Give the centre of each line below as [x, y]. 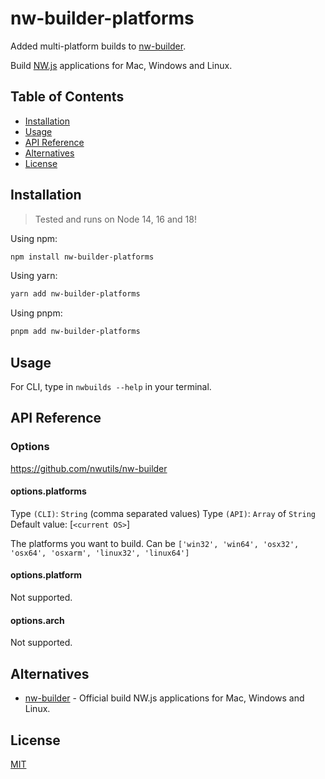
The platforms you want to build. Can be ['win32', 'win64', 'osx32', [155, 543]
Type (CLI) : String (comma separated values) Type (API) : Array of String [163, 513]
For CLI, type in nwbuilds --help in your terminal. [111, 386]
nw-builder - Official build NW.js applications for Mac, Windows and [164, 698]
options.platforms [48, 491]
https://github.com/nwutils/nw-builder [89, 468]
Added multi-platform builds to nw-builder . [98, 46]
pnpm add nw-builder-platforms [75, 332]
